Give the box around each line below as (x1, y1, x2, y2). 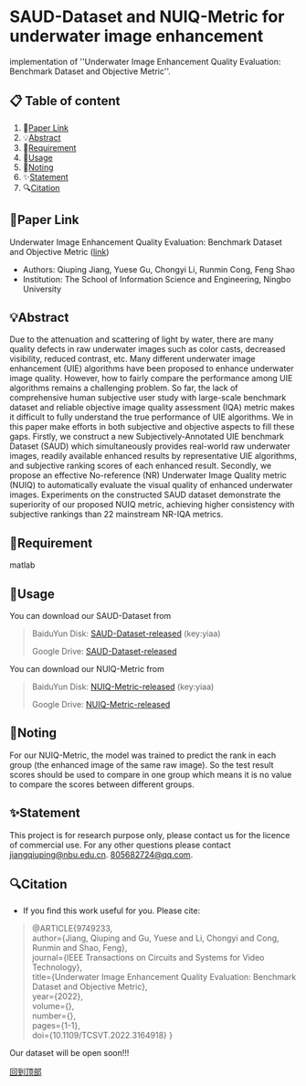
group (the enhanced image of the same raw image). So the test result (9, 759, 274, 770)
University (22, 283, 62, 294)
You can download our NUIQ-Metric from (9, 664, 164, 674)
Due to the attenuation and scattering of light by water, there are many (9, 334, 274, 345)
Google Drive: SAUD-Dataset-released (31, 646, 177, 656)
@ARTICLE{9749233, (31, 923, 113, 934)
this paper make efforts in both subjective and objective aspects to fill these (9, 421, 295, 432)
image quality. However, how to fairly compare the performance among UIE (9, 373, 293, 384)
